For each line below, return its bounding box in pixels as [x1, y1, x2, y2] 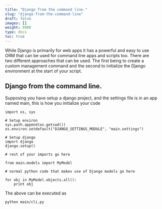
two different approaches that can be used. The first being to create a [5, 58, 144, 64]
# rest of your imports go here [5, 152, 70, 157]
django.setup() [5, 144, 36, 148]
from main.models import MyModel [5, 161, 73, 165]
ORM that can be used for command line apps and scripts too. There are [5, 52, 149, 58]
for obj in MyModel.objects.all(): [5, 177, 77, 182]
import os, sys [5, 110, 36, 114]
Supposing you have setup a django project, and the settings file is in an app [5, 95, 158, 101]
